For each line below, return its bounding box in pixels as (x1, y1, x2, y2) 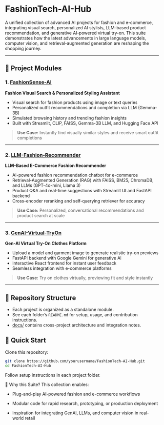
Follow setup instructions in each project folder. (5, 372, 101, 378)
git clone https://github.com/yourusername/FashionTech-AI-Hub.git (5, 359, 145, 364)
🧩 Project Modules (5, 64, 62, 73)
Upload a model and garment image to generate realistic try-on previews (12, 250, 159, 256)
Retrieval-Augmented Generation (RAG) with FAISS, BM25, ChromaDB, (12, 177, 154, 183)
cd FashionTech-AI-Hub (5, 363, 51, 368)
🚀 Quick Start (5, 336, 46, 344)
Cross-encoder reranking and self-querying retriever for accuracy (12, 198, 145, 203)
